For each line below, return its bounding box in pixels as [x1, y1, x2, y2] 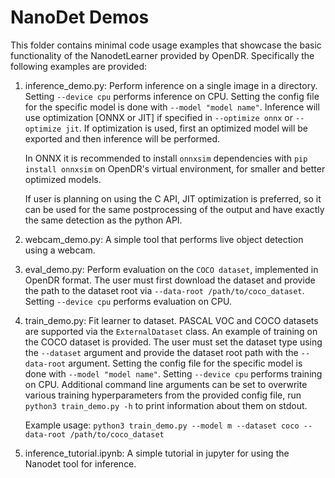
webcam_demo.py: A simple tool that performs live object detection [24, 233, 304, 245]
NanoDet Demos [10, 6, 150, 29]
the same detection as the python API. [24, 214, 183, 226]
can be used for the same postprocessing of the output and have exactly [24, 203, 325, 215]
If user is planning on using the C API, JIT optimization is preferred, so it [24, 192, 322, 205]
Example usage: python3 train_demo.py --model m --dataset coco [24, 419, 300, 431]
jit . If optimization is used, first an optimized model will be [65, 122, 309, 134]
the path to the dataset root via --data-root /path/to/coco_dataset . [24, 284, 305, 296]
